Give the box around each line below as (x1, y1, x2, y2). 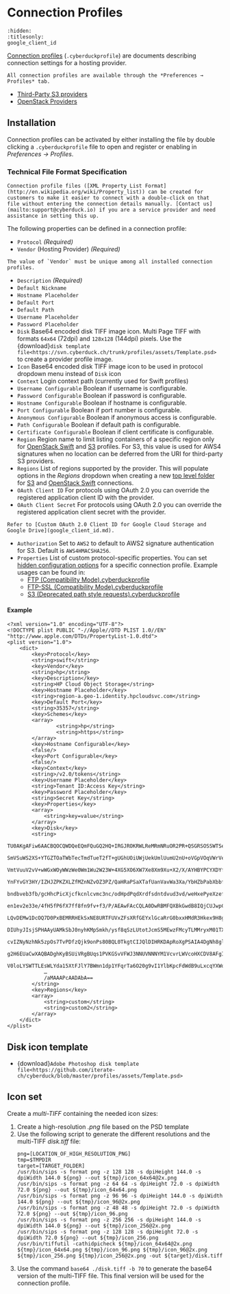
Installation (7, 117, 56, 129)
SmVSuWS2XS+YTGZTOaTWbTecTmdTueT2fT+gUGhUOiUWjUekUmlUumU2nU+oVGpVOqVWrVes (7, 855, 228, 862)
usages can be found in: (16, 569, 86, 577)
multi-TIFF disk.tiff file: (16, 1137, 81, 1145)
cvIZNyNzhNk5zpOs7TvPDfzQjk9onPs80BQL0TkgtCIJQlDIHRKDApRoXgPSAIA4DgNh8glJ (7, 938, 228, 946)
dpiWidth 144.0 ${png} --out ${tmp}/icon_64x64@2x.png (16, 1174, 177, 1181)
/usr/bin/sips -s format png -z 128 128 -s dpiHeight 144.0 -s (16, 1168, 202, 1175)
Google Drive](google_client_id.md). (7, 527, 115, 534)
